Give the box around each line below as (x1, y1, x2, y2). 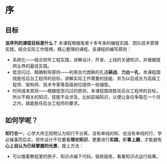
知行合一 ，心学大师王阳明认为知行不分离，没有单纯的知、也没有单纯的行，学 (5, 130, 162, 136)
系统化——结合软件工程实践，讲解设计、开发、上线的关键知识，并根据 (12, 57, 157, 63)
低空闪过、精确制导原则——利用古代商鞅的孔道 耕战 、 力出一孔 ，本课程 (12, 69, 157, 75)
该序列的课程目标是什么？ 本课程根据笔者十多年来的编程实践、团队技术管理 (5, 40, 159, 46)
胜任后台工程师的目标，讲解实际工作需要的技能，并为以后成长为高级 (16, 76, 157, 81)
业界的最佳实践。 (16, 63, 52, 69)
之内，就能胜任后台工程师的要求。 (12, 100, 83, 106)
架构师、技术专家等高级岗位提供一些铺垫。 (25, 82, 113, 87)
